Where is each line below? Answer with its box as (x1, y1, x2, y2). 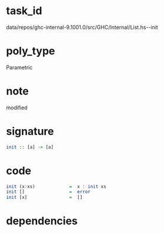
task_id (6, 4, 42, 18)
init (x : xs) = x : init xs (6, 183, 107, 189)
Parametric (6, 64, 33, 71)
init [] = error (6, 189, 91, 195)
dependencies (6, 214, 78, 228)
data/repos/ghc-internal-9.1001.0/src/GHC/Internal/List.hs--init (6, 24, 159, 31)
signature (6, 125, 54, 138)
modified (6, 104, 28, 111)
